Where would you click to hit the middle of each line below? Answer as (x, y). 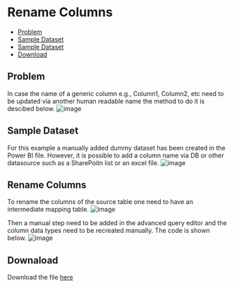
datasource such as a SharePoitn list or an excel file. (83, 162)
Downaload (33, 260)
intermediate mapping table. (48, 210)
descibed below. (31, 108)
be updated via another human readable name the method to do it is (106, 101)
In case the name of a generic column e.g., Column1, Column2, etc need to (116, 93)
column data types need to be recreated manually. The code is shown (109, 231)
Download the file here (40, 277)
